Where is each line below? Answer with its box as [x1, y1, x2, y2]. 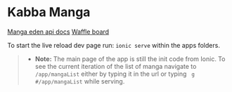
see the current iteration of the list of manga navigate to [34, 62, 197, 70]
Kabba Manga [7, 4, 91, 20]
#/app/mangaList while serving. [34, 77, 125, 85]
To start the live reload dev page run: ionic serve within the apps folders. [7, 41, 220, 49]
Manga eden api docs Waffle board [7, 27, 110, 36]
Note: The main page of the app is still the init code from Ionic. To [34, 54, 226, 63]
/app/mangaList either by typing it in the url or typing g [34, 70, 195, 78]
